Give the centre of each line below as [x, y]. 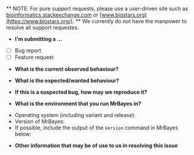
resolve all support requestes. [42, 27]
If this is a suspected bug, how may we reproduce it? [81, 92]
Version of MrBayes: [40, 122]
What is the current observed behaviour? [66, 69]
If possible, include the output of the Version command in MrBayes [96, 128]
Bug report [28, 50]
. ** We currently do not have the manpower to [130, 21]
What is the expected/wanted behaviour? [67, 81]
